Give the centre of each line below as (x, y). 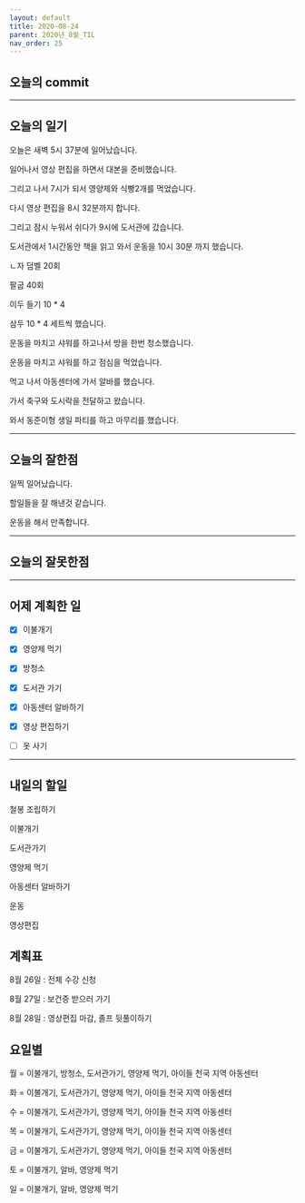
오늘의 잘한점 (44, 460)
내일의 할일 (39, 786)
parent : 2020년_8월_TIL (52, 35)
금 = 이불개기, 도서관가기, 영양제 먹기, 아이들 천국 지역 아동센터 (121, 1150)
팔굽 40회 (27, 285)
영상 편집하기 (46, 726)
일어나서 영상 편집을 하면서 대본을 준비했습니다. (93, 169)
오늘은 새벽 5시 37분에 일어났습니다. (74, 150)
